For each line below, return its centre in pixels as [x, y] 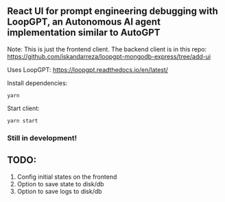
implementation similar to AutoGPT [84, 33]
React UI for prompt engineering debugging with [113, 11]
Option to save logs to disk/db [59, 191]
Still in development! [42, 138]
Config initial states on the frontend [67, 177]
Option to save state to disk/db [60, 184]
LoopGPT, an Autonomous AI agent [84, 22]
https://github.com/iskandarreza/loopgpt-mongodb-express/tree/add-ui [109, 56]
